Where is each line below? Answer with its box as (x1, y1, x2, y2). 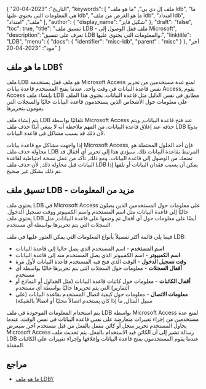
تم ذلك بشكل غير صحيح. (6, 167, 62, 174)
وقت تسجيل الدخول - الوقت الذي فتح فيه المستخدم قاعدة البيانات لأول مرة (15, 258, 186, 265)
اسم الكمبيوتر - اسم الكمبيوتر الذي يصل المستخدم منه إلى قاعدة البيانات (15, 251, 180, 258)
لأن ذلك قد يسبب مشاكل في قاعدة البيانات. (6, 129, 106, 137)
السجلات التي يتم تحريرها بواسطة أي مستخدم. (6, 221, 113, 228)
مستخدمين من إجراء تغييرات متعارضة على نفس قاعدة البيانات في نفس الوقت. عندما (6, 315, 199, 323)
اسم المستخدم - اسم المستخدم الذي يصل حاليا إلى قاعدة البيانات (15, 245, 164, 252)
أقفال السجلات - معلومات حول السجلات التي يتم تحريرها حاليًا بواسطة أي (15, 264, 183, 272)
